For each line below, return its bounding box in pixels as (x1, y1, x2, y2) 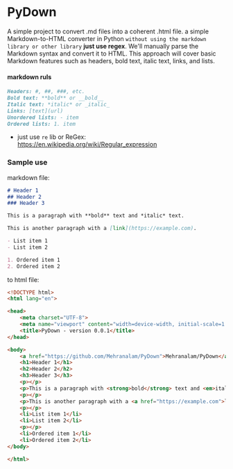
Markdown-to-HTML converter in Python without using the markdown (7, 34, 207, 42)
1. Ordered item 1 (7, 256, 60, 263)
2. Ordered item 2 (7, 263, 60, 270)
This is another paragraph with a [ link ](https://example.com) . (7, 225, 197, 232)
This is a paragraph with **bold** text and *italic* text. (7, 213, 185, 220)
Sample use (7, 158, 48, 167)
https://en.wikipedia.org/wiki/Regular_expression (17, 140, 157, 149)
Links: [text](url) (7, 107, 64, 115)
